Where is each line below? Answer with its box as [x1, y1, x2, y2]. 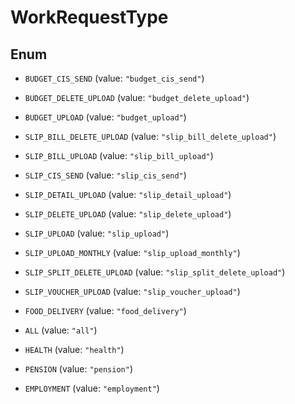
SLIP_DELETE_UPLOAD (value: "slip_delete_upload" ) [24, 208, 232, 220]
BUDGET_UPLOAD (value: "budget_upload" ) [24, 111, 187, 123]
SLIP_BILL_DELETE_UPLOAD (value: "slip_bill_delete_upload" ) [24, 131, 277, 142]
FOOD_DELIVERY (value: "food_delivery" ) [24, 305, 187, 316]
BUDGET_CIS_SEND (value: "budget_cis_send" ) [24, 72, 205, 84]
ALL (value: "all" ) [24, 324, 98, 336]
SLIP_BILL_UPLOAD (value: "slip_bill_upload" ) [24, 150, 214, 161]
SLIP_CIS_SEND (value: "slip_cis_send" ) [24, 169, 187, 181]
